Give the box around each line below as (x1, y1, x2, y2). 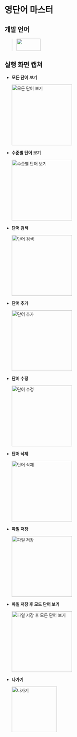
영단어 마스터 (4, 4, 53, 16)
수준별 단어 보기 (11, 150, 41, 155)
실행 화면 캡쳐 (4, 61, 43, 69)
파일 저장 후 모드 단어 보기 (11, 601, 60, 607)
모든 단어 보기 (11, 74, 37, 80)
